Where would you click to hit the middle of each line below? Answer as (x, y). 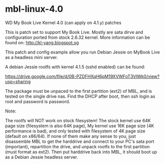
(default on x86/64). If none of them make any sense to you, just (71, 136)
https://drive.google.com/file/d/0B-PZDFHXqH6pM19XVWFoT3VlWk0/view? (82, 76)
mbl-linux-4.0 (34, 9)
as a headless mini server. (32, 57)
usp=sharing (18, 82)
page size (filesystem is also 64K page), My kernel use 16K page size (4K (80, 126)
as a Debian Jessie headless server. (42, 157)
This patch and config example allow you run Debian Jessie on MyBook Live (82, 52)
